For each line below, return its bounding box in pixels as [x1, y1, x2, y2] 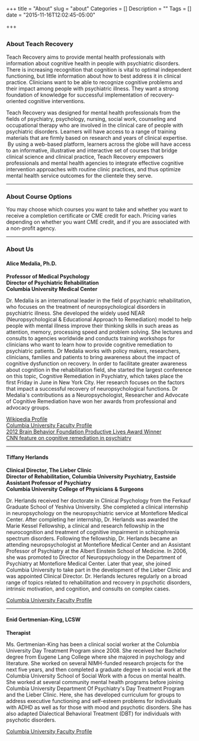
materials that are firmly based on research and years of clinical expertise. [6, 134, 188, 141]
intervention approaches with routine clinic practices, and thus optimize [6, 165, 181, 173]
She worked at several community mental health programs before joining [6, 678, 184, 685]
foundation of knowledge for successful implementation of [6, 91, 149, 98]
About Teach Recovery [6, 40, 74, 48]
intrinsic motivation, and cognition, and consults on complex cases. [6, 585, 171, 592]
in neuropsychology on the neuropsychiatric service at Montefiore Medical [6, 510, 188, 517]
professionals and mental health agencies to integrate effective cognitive [6, 159, 184, 167]
